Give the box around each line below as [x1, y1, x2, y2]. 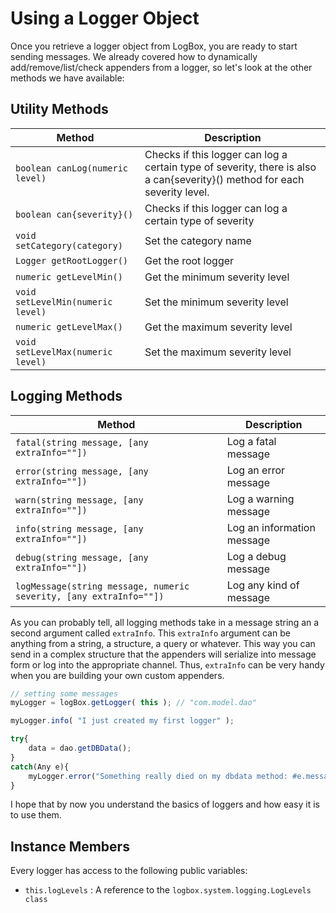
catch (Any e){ [10, 762, 70, 772]
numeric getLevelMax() [15, 321, 123, 332]
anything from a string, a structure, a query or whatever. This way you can [10, 637, 316, 649]
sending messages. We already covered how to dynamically [10, 50, 258, 62]
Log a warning [226, 492, 295, 506]
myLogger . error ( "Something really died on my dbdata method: [28, 771, 288, 781]
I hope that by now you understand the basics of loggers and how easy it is [10, 798, 320, 811]
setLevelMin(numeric [15, 296, 113, 307]
